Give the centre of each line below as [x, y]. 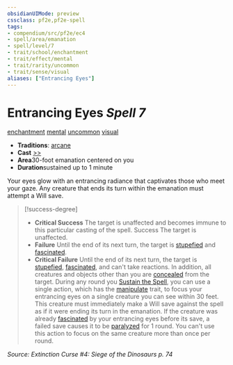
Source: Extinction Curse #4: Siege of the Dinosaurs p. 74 [90, 355]
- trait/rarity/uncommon [43, 65]
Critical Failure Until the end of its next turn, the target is [116, 260]
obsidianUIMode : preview [43, 14]
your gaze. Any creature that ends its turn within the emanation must [105, 188]
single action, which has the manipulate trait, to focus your [119, 289]
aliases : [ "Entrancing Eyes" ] [51, 78]
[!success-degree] [51, 209]
